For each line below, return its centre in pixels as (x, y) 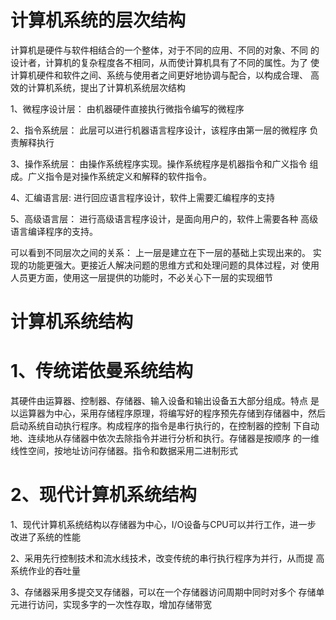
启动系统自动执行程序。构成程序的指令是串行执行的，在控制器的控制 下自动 (165, 426)
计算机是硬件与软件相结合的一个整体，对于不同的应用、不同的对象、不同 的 (165, 50)
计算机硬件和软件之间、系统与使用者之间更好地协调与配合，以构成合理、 (159, 75)
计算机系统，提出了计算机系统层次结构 (106, 87)
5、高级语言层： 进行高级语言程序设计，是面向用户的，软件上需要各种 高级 (164, 218)
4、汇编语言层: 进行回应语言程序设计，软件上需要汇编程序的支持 (143, 197)
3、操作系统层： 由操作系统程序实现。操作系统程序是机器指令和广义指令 (159, 163)
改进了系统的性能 (45, 537)
